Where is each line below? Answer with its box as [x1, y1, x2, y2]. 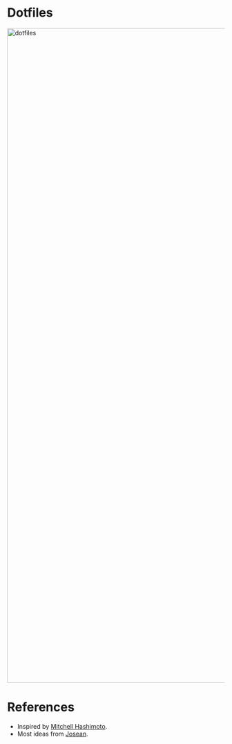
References [7, 700, 75, 715]
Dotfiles [7, 5, 53, 21]
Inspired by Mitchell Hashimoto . [17, 722, 108, 730]
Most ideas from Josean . [17, 729, 88, 738]
